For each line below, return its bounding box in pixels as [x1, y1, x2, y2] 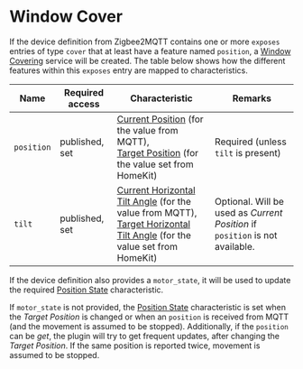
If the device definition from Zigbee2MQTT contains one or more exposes [9, 36, 280, 47]
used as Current [215, 206, 283, 218]
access [68, 97, 100, 110]
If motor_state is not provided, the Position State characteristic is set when [9, 301, 287, 312]
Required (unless [215, 135, 287, 148]
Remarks [232, 92, 272, 105]
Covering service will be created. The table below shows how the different [9, 55, 286, 66]
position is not [215, 228, 278, 241]
